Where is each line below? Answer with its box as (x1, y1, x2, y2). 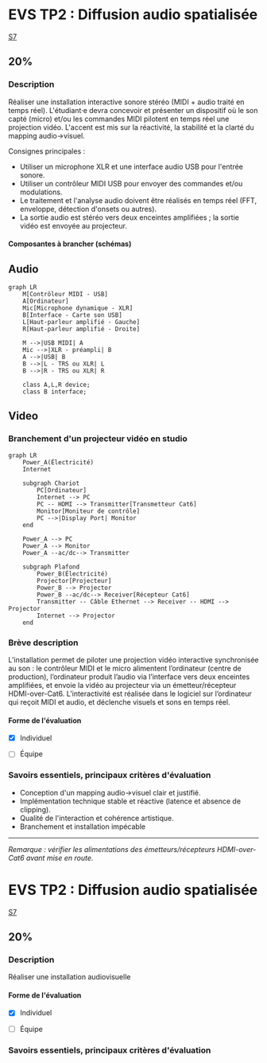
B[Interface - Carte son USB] (22, 311, 123, 319)
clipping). (19, 804, 52, 814)
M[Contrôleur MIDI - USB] (22, 291, 109, 299)
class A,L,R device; (22, 381, 91, 389)
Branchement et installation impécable (19, 822, 145, 831)
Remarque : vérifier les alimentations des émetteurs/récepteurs (8, 844, 216, 854)
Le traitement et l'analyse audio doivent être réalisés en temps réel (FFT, (19, 195, 257, 205)
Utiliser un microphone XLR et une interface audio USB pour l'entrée (19, 162, 244, 171)
